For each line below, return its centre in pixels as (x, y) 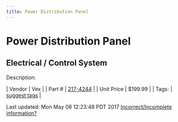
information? (22, 113)
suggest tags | (24, 95)
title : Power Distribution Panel (47, 12)
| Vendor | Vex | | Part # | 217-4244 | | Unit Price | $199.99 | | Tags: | (89, 89)
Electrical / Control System (57, 63)
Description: (21, 77)
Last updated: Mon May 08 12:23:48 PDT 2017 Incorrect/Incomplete (89, 107)
